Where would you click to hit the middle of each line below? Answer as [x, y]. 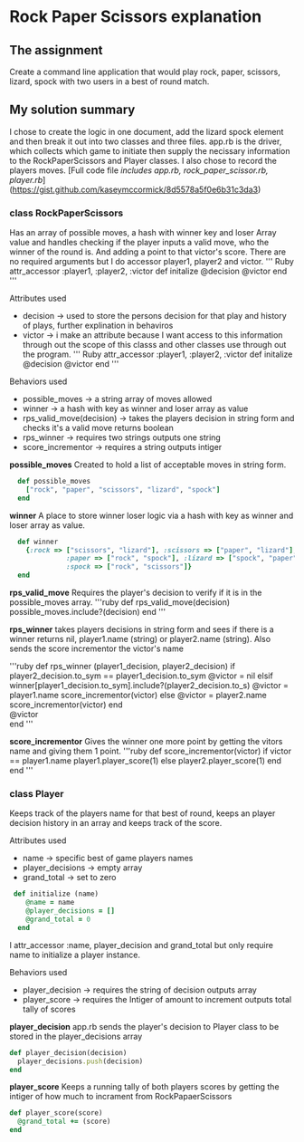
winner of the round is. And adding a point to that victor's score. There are [148, 252]
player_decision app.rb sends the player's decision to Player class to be [144, 1026]
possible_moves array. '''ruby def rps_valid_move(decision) [120, 602]
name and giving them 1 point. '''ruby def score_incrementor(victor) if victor [151, 751]
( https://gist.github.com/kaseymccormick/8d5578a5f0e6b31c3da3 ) [135, 189]
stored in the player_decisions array [76, 1036]
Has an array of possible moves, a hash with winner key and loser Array [143, 233]
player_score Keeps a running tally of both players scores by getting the [144, 1087]
